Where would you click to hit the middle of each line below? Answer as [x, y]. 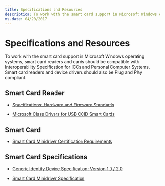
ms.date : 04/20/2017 [26, 19]
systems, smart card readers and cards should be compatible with [72, 62]
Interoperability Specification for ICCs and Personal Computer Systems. [78, 67]
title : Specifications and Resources [44, 10]
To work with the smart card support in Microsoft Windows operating [75, 56]
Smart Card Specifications [46, 157]
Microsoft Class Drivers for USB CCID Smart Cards [64, 114]
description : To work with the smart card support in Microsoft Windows [81, 14]
